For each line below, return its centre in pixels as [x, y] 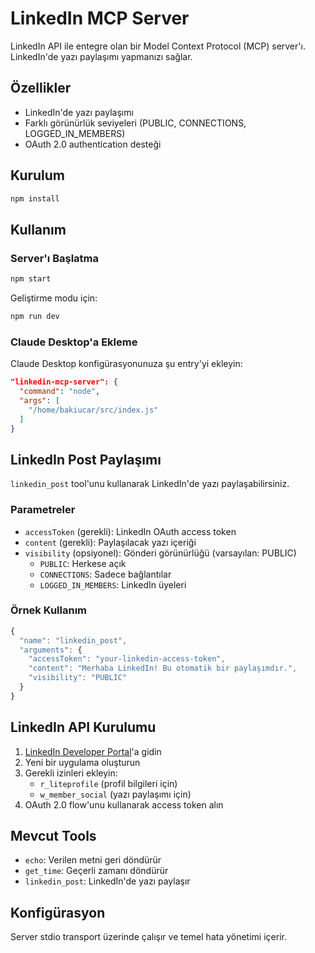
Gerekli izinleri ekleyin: [71, 773]
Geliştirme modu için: [54, 298]
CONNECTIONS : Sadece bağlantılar [105, 574]
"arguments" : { [51, 650]
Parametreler [43, 510]
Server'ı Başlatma [54, 258]
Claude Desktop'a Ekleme [74, 342]
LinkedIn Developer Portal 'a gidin [93, 751]
